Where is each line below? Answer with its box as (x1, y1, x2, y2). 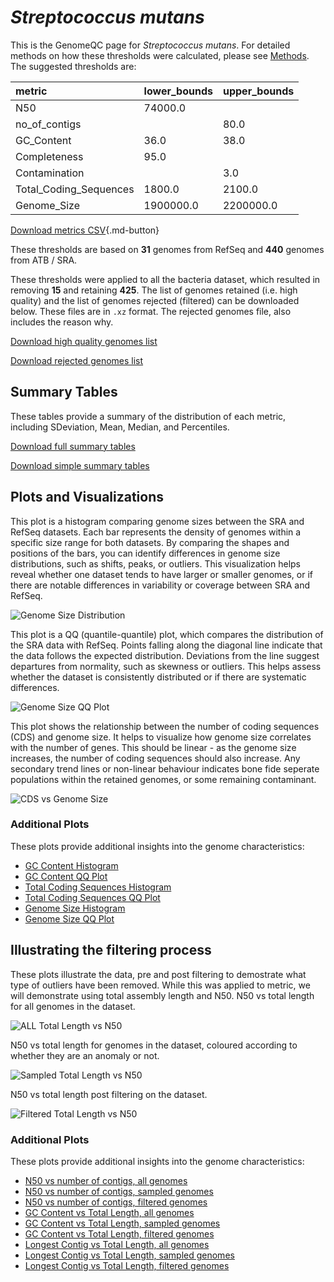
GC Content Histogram (24, 859, 119, 871)
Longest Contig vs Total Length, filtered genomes (24, 1259, 230, 1271)
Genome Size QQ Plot (24, 912, 115, 925)
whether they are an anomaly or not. (10, 1049, 160, 1061)
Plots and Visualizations (10, 489, 165, 506)
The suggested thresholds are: (10, 60, 137, 72)
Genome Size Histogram (24, 902, 126, 914)
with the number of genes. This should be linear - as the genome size (10, 741, 297, 753)
